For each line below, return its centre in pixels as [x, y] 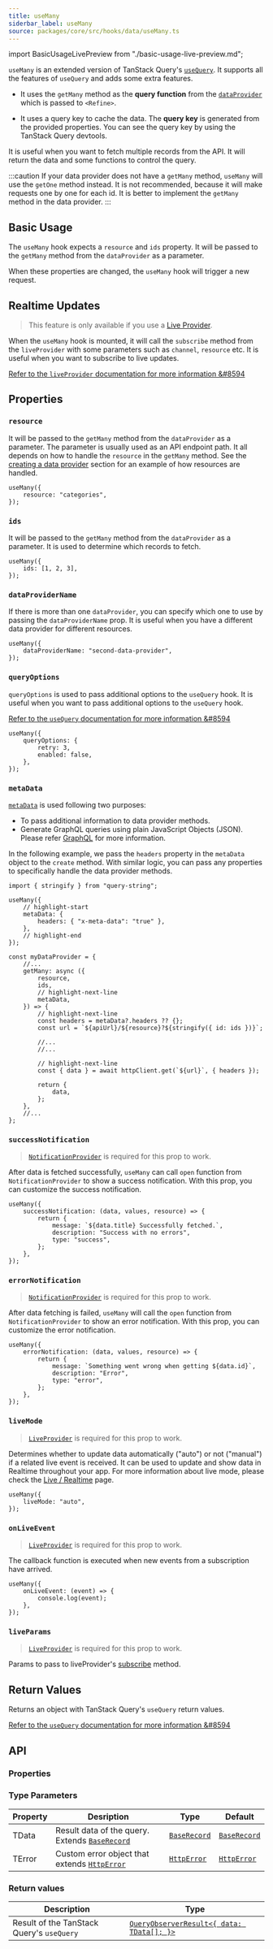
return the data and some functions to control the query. [102, 160]
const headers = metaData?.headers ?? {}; [110, 1020]
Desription [108, 1817]
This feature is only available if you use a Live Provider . [120, 325]
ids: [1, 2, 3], [51, 568]
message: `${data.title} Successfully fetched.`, [137, 1226]
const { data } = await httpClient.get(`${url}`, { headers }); [149, 1070]
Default [239, 1817]
